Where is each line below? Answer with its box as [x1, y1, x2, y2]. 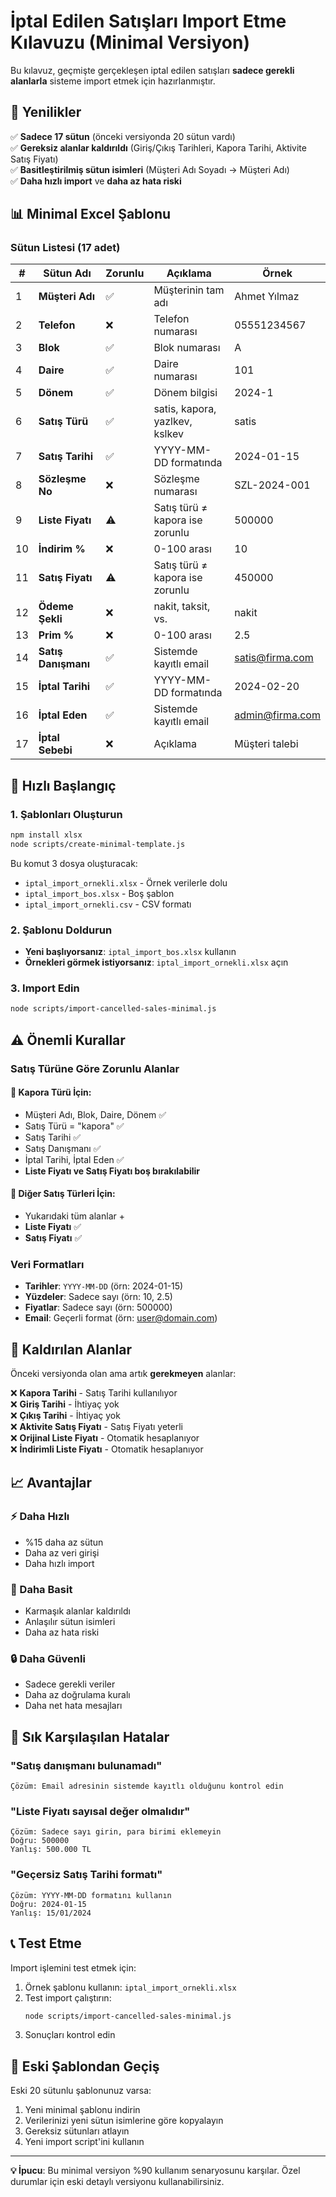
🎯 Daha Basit [10, 1582, 73, 1596]
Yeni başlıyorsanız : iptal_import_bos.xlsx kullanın [24, 946, 237, 958]
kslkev [153, 427, 184, 441]
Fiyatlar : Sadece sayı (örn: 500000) [24, 1301, 173, 1314]
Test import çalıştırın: [24, 1991, 112, 2004]
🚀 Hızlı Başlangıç [10, 777, 117, 794]
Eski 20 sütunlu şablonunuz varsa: [10, 2085, 152, 2097]
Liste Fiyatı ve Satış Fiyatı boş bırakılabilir [24, 1165, 201, 1177]
